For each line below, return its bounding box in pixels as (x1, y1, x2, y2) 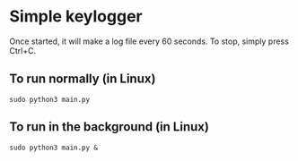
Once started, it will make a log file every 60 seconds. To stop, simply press (9, 36, 289, 47)
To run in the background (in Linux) (9, 119, 209, 135)
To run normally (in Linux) (9, 72, 156, 87)
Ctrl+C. (9, 45, 37, 55)
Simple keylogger (9, 6, 143, 27)
